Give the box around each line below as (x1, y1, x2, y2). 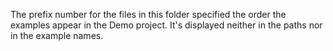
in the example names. (10, 30, 104, 41)
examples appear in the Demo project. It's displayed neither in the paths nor (10, 19, 323, 31)
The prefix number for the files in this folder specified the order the (10, 9, 287, 20)
